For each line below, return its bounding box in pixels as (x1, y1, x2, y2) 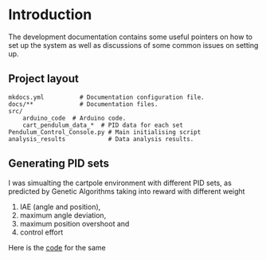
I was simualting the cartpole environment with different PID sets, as (8, 178, 233, 187)
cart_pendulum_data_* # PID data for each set (22, 121, 183, 129)
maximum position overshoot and (19, 219, 130, 228)
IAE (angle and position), (19, 202, 101, 211)
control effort (19, 227, 64, 237)
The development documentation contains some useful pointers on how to (8, 32, 253, 41)
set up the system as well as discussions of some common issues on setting (8, 40, 259, 49)
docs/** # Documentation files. (8, 100, 158, 108)
